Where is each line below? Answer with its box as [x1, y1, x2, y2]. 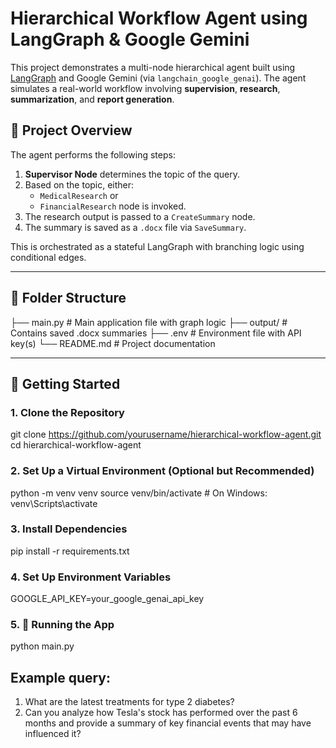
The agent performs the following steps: [10, 148, 176, 161]
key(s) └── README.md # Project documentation [10, 337, 216, 349]
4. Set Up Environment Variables [10, 570, 172, 584]
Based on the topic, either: [24, 178, 135, 191]
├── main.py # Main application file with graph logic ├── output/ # [10, 316, 288, 328]
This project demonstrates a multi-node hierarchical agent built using [10, 61, 296, 73]
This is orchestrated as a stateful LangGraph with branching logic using [10, 240, 305, 252]
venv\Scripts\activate [10, 497, 98, 509]
